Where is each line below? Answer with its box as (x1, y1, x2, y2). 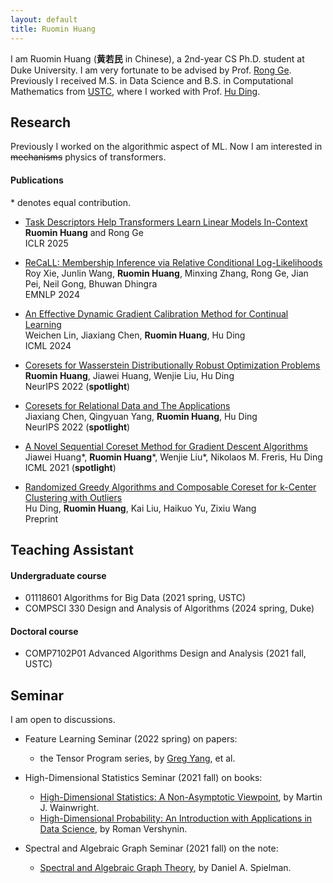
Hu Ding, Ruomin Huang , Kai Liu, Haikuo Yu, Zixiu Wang (24, 502, 257, 514)
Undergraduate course (10, 569, 107, 581)
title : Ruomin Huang (10, 24, 97, 34)
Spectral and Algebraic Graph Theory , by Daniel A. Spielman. (39, 862, 292, 874)
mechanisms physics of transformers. (10, 151, 167, 163)
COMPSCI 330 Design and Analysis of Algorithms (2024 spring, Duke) (24, 602, 315, 615)
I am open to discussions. (10, 714, 116, 726)
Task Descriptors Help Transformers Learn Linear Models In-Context (24, 216, 308, 228)
